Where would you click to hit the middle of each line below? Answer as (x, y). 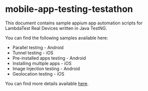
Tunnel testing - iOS (33, 53)
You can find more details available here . (47, 84)
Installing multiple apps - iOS (42, 63)
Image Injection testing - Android (46, 69)
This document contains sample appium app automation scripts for (74, 23)
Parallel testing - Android (38, 47)
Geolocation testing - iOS (38, 74)
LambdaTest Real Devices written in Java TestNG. (56, 28)
